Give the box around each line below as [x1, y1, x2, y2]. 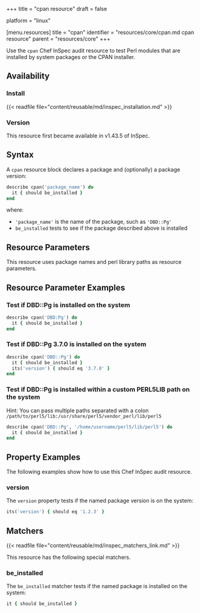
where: [6, 206, 24, 213]
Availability [6, 71, 50, 81]
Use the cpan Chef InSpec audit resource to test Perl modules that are [6, 47, 181, 54]
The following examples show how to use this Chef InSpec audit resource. [6, 468, 192, 476]
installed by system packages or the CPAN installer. [6, 54, 136, 60]
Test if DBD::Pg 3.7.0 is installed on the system [6, 340, 147, 348]
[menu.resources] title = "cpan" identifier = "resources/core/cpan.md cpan [6, 29, 195, 36]
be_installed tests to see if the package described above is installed [15, 224, 188, 232]
